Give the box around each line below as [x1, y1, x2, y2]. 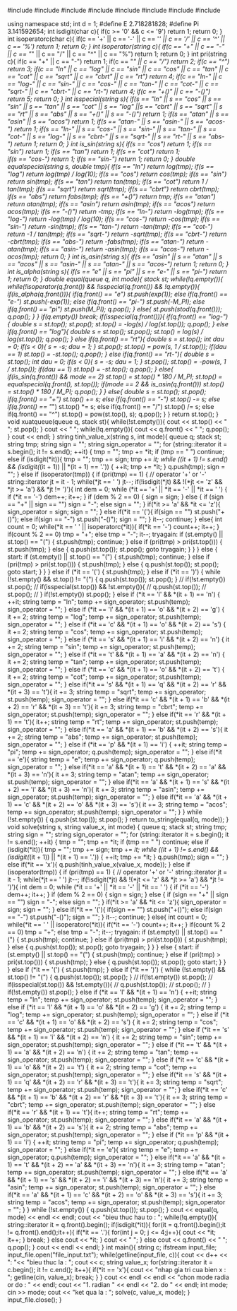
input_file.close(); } [7, 1295, 62, 1304]
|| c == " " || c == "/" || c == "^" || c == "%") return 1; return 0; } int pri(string [7, 49, 227, 58]
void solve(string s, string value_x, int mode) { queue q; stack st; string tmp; [7, 823, 227, 831]
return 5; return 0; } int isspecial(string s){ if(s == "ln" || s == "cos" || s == [7, 95, 222, 103]
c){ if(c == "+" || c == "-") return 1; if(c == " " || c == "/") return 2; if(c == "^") [7, 57, 230, 66]
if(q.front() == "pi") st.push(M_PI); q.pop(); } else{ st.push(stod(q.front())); [7, 305, 222, 313]
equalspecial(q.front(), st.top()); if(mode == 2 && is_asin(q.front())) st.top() [7, 380, 224, 388]
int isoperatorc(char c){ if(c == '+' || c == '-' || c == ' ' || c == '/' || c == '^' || [7, 35, 226, 43]
